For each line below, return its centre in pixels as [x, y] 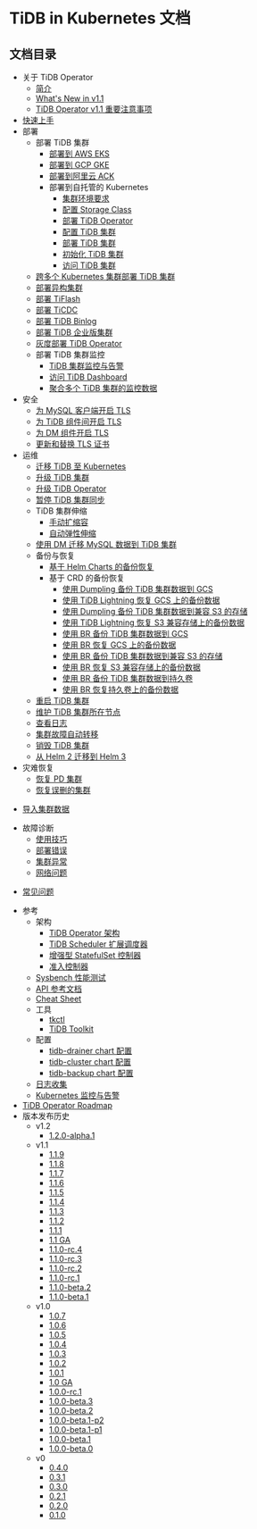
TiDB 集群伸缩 [61, 511]
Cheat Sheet [58, 998]
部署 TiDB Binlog [66, 321]
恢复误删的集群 [63, 790]
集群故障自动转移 [67, 734]
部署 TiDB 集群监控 [70, 355]
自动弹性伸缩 [72, 533]
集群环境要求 [86, 198]
